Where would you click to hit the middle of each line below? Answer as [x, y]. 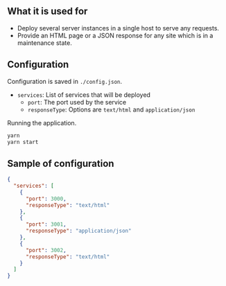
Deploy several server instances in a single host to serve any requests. [118, 28]
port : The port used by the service [77, 102]
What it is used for [47, 11]
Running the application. [42, 123]
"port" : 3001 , [46, 224]
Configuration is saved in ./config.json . [65, 81]
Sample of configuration [61, 163]
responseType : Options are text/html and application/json [111, 109]
